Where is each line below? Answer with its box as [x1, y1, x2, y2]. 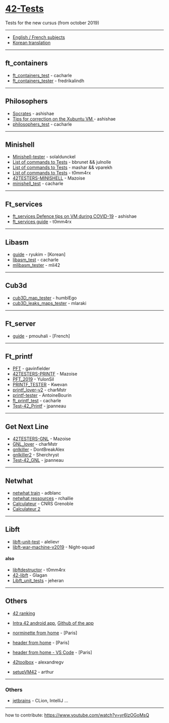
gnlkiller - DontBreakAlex [12, 447, 64, 453]
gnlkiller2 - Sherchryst [12, 452, 59, 458]
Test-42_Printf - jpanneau [12, 403, 66, 409]
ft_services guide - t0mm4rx [12, 219, 72, 225]
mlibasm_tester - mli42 [12, 262, 60, 268]
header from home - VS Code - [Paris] [12, 649, 92, 655]
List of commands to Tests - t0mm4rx [12, 170, 92, 176]
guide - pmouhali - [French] [12, 333, 70, 339]
